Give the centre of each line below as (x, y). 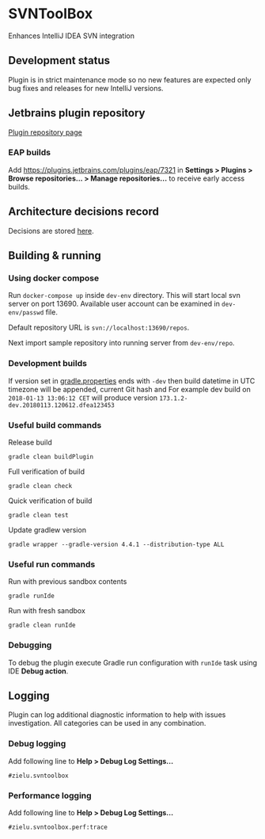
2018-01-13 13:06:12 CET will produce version (83, 398)
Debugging (30, 645)
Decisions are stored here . (51, 231)
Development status (59, 61)
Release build (30, 442)
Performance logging (50, 795)
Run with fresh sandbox (47, 611)
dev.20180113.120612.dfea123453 (61, 405)
